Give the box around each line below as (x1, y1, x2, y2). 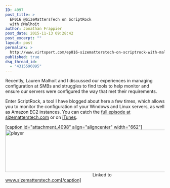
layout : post (5, 40, 33, 45)
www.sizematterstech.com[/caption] (5, 177, 81, 183)
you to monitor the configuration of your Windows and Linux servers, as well (5, 104, 164, 110)
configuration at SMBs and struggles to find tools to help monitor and (5, 83, 149, 89)
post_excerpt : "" (5, 36, 42, 41)
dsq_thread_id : (5, 59, 37, 64)
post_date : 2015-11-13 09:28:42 (5, 31, 73, 36)
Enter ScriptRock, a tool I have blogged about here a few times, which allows (5, 98, 165, 104)
